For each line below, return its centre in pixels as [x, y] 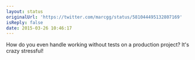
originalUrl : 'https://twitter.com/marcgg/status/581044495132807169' [94, 17]
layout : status [25, 11]
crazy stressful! [25, 51]
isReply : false [25, 22]
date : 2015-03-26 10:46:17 [39, 28]
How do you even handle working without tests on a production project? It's [98, 45]
